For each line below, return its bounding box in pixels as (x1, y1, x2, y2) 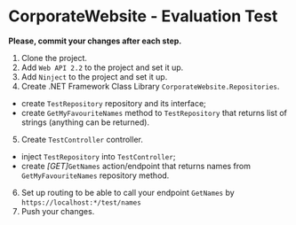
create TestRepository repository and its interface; (20, 97, 206, 108)
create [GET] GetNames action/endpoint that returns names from (20, 160, 251, 171)
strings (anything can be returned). (20, 117, 150, 128)
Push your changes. (20, 206, 95, 216)
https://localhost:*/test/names (20, 198, 141, 207)
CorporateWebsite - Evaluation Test (8, 6, 278, 27)
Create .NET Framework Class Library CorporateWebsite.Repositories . (20, 81, 280, 91)
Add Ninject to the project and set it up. (20, 71, 168, 81)
